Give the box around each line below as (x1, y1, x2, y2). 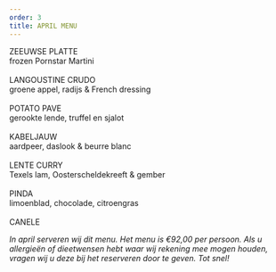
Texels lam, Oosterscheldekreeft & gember (9, 169, 166, 179)
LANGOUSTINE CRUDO (9, 74, 96, 85)
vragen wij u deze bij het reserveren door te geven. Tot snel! (9, 252, 230, 263)
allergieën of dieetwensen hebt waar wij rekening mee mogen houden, (9, 243, 269, 254)
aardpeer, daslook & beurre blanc (9, 140, 132, 152)
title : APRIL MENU (9, 21, 77, 30)
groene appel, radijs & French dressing (9, 84, 151, 95)
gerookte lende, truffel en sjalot (9, 112, 125, 123)
